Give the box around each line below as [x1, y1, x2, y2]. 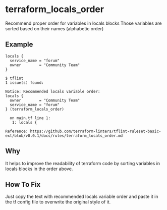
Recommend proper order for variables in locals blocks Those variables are [5, 20, 162, 26]
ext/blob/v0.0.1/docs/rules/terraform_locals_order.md [5, 133, 123, 138]
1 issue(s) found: [5, 80, 44, 85]
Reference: [5, 129, 28, 134]
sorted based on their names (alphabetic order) [5, 25, 104, 31]
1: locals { [12, 120, 37, 125]
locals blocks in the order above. [5, 166, 73, 172]
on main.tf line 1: [10, 115, 51, 121]
